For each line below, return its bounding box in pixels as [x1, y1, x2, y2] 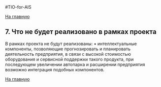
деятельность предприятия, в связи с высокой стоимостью [5, 51, 131, 57]
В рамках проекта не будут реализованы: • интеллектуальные [5, 41, 137, 46]
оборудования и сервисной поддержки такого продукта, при [5, 56, 134, 62]
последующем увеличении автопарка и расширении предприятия [5, 61, 145, 67]
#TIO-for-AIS [5, 4, 32, 10]
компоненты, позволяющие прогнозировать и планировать [5, 46, 130, 52]
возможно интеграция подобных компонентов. [5, 66, 105, 72]
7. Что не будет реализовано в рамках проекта [5, 28, 157, 36]
